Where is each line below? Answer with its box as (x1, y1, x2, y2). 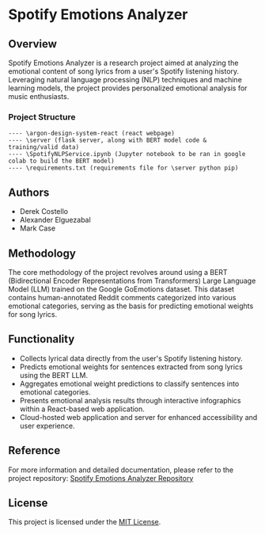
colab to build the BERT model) (8, 157, 115, 166)
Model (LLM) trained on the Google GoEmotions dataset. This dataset (8, 284, 235, 294)
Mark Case (19, 223, 56, 233)
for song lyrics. (8, 309, 58, 318)
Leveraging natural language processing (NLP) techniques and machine (8, 75, 243, 84)
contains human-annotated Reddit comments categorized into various (8, 292, 237, 302)
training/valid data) (8, 143, 80, 151)
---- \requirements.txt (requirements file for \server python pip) (8, 164, 239, 172)
